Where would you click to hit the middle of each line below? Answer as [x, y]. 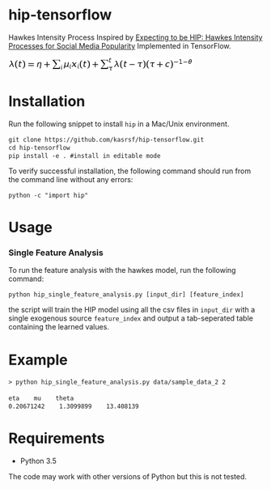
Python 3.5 [38, 461]
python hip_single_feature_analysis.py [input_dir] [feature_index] [126, 295]
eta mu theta [41, 398]
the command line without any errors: [71, 179]
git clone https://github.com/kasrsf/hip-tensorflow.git [106, 139]
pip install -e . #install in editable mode [85, 155]
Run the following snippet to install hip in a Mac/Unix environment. [119, 124]
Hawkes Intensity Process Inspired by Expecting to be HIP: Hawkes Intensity [135, 37]
